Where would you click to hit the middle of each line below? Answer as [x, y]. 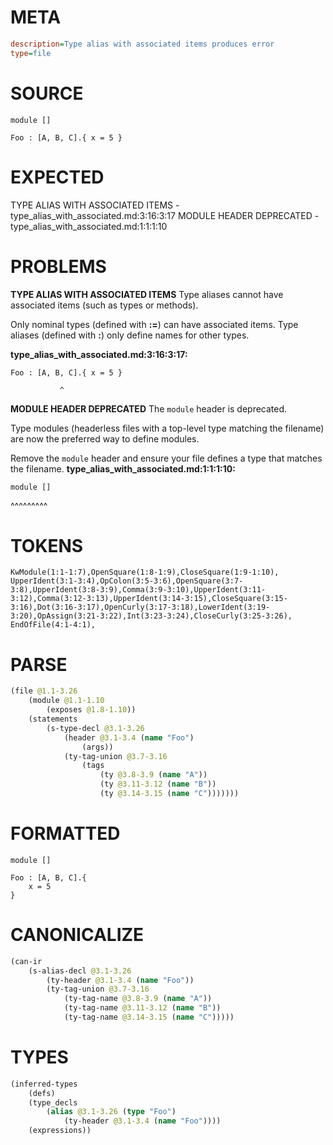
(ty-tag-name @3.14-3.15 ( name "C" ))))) [149, 1017]
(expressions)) [60, 1131]
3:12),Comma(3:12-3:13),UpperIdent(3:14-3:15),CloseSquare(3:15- [149, 599]
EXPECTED [57, 177]
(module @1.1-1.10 [66, 701]
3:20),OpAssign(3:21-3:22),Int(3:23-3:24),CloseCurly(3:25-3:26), [151, 616]
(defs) [42, 1093]
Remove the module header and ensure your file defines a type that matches [166, 458]
